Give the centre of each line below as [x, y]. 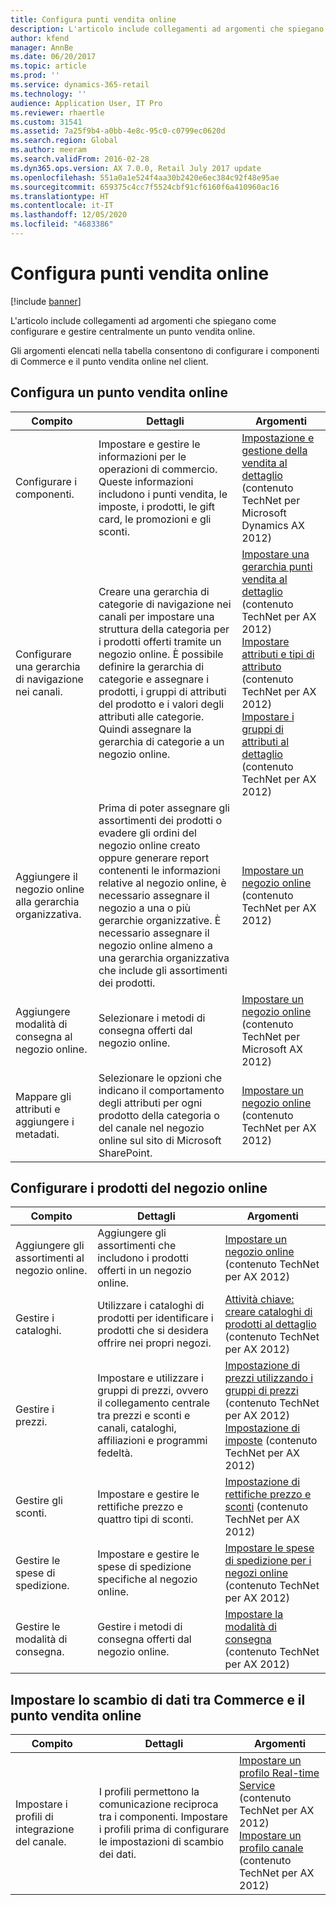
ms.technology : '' [48, 94]
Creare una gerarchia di [154, 591]
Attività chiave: [259, 1299]
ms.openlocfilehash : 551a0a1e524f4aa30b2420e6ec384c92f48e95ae [145, 177]
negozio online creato [149, 845]
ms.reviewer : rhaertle [57, 112]
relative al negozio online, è [162, 883]
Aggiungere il [46, 876]
